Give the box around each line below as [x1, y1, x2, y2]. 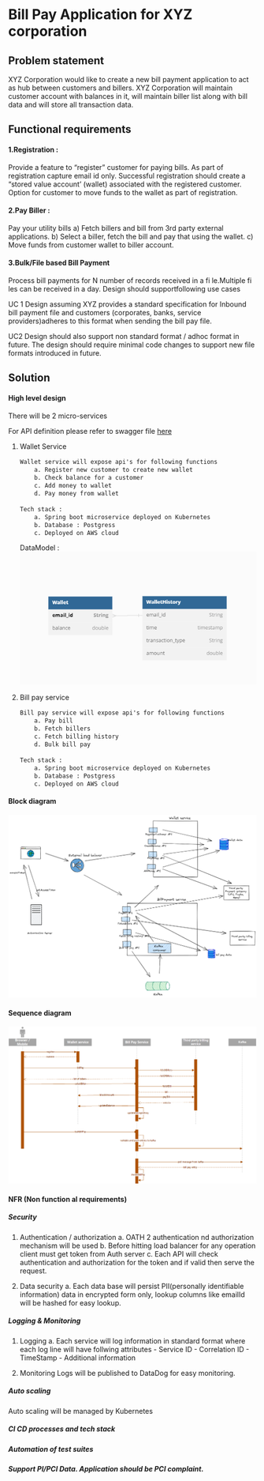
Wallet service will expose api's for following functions [19, 458, 218, 465]
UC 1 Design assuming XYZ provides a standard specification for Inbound [8, 300, 247, 309]
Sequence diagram [8, 1008, 73, 1018]
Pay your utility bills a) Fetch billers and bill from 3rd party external [8, 223, 225, 232]
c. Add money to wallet [34, 481, 112, 489]
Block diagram [8, 797, 57, 806]
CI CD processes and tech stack [8, 1424, 116, 1434]
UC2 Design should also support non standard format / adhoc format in [8, 332, 240, 341]
